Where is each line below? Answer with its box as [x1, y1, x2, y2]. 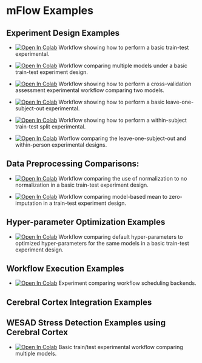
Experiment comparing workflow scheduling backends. [58, 279, 197, 287]
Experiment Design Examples [6, 28, 120, 38]
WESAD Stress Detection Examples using [6, 318, 166, 328]
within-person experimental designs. [15, 141, 107, 148]
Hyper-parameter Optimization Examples [6, 217, 166, 227]
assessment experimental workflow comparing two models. [15, 87, 165, 94]
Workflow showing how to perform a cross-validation [58, 80, 192, 87]
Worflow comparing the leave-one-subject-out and [58, 135, 186, 142]
